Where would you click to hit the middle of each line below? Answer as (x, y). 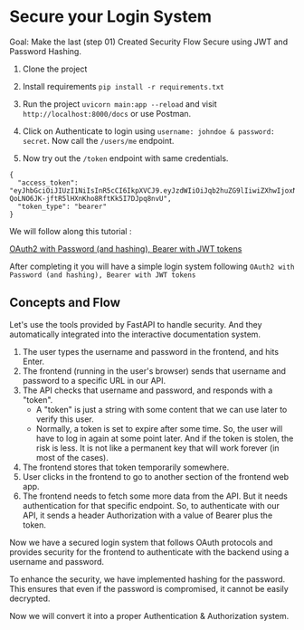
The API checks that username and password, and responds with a (147, 390)
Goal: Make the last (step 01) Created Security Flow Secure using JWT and (148, 42)
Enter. (33, 361)
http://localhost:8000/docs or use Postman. (107, 113)
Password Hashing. (45, 51)
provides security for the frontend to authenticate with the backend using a (149, 552)
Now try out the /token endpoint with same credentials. (125, 158)
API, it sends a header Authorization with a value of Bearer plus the (147, 515)
